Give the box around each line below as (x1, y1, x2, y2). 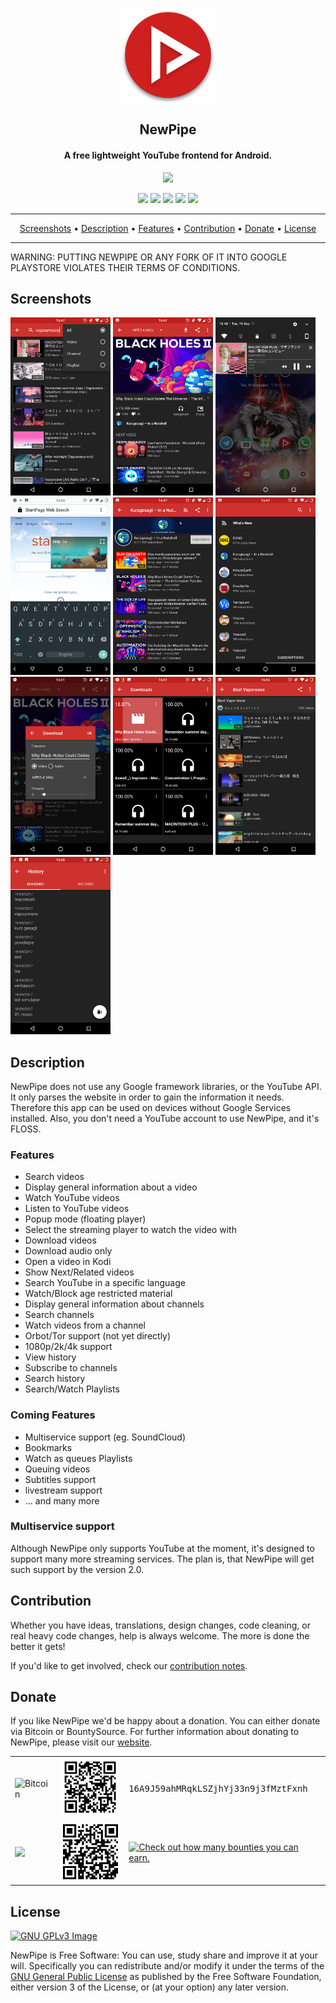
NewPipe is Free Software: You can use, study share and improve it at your (10, 1949, 319, 1961)
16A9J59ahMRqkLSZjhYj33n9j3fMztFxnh (128, 1783, 308, 1795)
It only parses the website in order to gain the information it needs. (10, 1091, 285, 1103)
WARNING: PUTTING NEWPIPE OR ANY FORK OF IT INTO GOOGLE (10, 251, 288, 263)
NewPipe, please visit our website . (10, 1736, 153, 1748)
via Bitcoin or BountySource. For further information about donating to (10, 1726, 300, 1738)
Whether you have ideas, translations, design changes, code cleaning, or (10, 1619, 311, 1631)
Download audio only (24, 1245, 113, 1257)
